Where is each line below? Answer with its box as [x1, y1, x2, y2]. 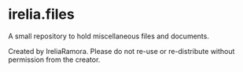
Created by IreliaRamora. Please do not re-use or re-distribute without [8, 46, 235, 56]
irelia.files [8, 5, 75, 23]
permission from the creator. [8, 55, 101, 64]
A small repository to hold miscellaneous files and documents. [8, 31, 210, 41]
